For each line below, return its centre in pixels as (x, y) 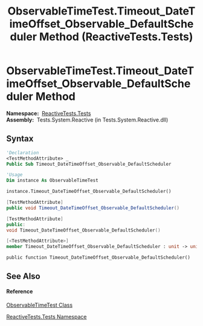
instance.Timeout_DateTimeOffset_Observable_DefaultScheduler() (89, 192)
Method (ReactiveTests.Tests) (116, 37)
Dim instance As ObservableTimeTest (52, 181)
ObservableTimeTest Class (40, 305)
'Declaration (23, 152)
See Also (23, 276)
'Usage (14, 175)
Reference (20, 292)
